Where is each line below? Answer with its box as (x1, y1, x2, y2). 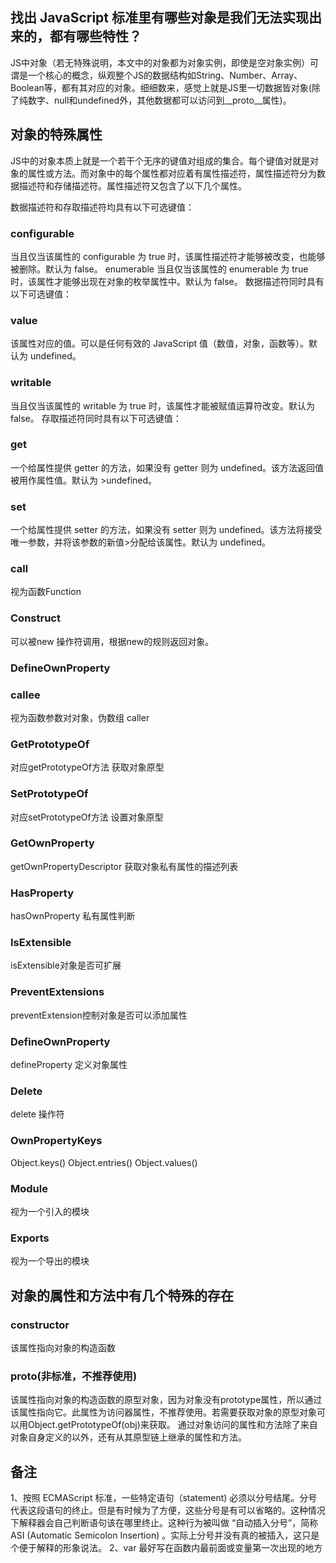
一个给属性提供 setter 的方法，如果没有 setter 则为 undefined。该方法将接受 (10, 524, 323, 536)
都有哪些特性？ (49, 28, 142, 45)
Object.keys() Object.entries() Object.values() (10, 1156, 198, 1168)
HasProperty (10, 886, 75, 900)
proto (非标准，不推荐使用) (10, 1369, 138, 1383)
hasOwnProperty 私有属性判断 (10, 910, 136, 922)
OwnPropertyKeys (10, 1134, 103, 1148)
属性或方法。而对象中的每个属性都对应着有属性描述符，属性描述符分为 (27, 167, 317, 179)
